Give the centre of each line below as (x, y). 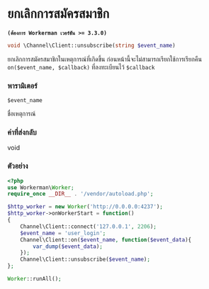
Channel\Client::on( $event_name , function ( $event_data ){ (106, 239)
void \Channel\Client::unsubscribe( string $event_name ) (91, 45)
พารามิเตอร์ (22, 86)
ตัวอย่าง (18, 166)
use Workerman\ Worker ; (41, 187)
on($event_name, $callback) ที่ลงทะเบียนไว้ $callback (81, 67)
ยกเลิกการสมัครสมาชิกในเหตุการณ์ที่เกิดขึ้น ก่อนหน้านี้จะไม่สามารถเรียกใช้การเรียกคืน (104, 59)
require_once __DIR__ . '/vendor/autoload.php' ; (80, 194)
